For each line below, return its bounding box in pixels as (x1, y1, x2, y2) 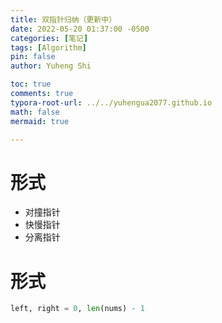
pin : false (10, 52, 56, 62)
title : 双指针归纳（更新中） (10, 14, 117, 25)
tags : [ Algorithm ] (10, 42, 87, 53)
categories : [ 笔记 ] (10, 33, 89, 43)
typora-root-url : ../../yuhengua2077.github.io (10, 97, 213, 108)
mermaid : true (10, 116, 70, 126)
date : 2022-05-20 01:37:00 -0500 (10, 24, 150, 34)
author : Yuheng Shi (10, 61, 92, 71)
